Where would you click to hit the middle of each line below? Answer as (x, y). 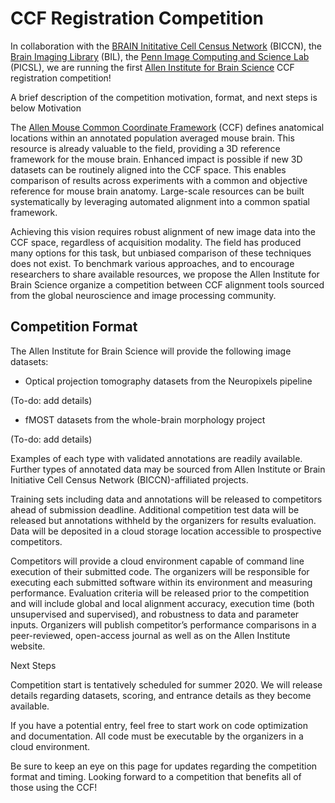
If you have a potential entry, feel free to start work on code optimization (159, 725)
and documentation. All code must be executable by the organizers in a (157, 736)
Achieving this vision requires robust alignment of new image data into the (163, 231)
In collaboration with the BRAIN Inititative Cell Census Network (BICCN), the (166, 46)
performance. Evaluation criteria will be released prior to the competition (160, 593)
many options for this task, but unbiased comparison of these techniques (161, 253)
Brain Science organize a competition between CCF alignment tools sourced (167, 284)
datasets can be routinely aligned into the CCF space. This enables (148, 169)
